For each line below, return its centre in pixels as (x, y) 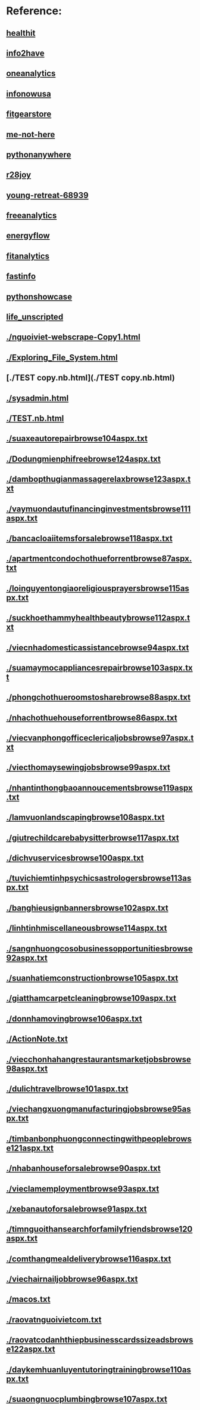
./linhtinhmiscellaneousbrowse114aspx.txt (87, 928)
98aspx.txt (27, 1068)
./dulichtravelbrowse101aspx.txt (67, 1089)
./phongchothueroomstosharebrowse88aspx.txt (99, 697)
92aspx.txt (27, 958)
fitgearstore (29, 114)
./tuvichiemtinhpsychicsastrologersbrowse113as (99, 878)
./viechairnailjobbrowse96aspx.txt (72, 1279)
